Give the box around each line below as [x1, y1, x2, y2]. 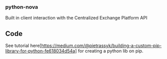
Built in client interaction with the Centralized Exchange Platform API [5, 15, 148, 21]
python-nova [5, 3, 38, 10]
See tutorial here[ [5, 42, 41, 48]
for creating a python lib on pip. [77, 48, 144, 54]
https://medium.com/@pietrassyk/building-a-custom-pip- [41, 42, 162, 48]
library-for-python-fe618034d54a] [5, 48, 77, 54]
